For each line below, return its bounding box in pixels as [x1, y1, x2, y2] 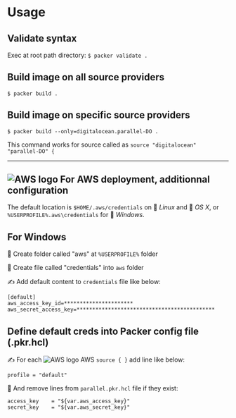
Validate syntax [7, 32, 77, 44]
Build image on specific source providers [7, 109, 191, 121]
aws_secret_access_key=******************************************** [7, 306, 216, 314]
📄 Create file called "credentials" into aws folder [7, 264, 144, 272]
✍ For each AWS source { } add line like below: [7, 355, 185, 364]
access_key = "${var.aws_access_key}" [7, 398, 131, 405]
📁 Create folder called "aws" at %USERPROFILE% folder [7, 250, 158, 258]
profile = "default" [7, 371, 68, 379]
